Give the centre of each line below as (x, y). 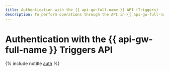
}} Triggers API (81, 50)
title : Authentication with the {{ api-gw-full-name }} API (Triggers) (82, 10)
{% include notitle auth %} (33, 63)
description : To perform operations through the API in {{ (68, 14)
